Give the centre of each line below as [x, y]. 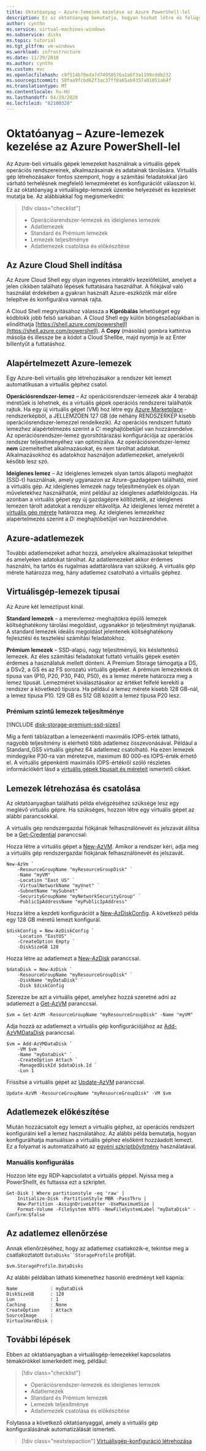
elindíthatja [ [22, 324]
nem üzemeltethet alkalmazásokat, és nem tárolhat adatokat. [83, 449]
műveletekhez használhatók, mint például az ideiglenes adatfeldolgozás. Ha [102, 493]
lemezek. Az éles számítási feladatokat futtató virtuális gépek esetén [93, 656]
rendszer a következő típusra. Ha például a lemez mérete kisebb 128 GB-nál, [103, 689]
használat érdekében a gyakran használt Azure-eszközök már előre [92, 293]
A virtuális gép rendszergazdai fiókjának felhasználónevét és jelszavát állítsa [103, 828]
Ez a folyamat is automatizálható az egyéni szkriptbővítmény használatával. [101, 1146]
